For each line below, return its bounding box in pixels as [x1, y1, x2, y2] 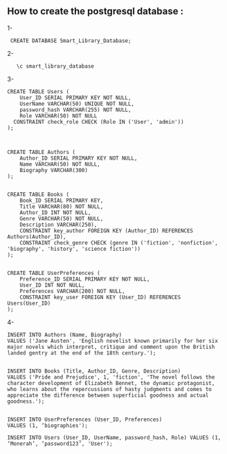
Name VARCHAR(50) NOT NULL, [19, 160, 100, 168]
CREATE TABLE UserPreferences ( [7, 269, 100, 276]
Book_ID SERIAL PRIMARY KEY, [19, 197, 104, 204]
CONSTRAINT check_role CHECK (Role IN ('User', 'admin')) [13, 118, 185, 125]
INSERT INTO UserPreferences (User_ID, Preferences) [7, 416, 163, 423]
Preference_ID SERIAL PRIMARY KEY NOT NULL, [19, 276, 150, 283]
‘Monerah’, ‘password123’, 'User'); [7, 440, 113, 447]
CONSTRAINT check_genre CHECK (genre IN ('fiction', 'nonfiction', [19, 239, 218, 246]
